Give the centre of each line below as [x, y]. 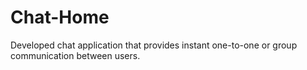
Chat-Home [60, 17]
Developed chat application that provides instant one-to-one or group [154, 45]
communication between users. [75, 55]
